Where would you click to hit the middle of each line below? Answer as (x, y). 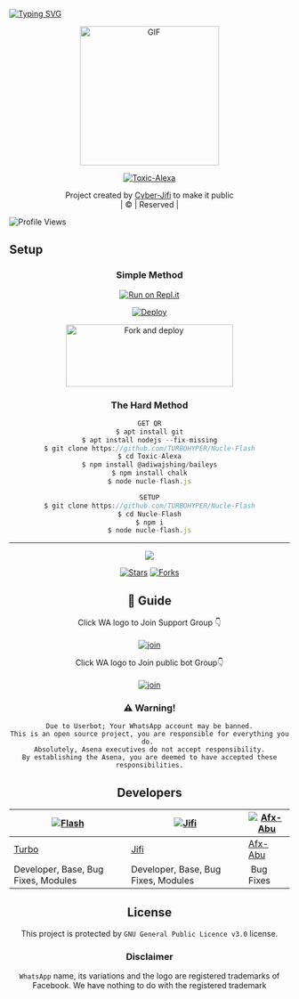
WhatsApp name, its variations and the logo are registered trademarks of (149, 976)
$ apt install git (149, 432)
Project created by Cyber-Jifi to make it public (149, 195)
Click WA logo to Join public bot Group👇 (149, 662)
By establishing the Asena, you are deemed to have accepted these (149, 758)
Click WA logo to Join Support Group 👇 (149, 622)
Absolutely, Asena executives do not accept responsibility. (149, 750)
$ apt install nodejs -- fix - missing (149, 440)
